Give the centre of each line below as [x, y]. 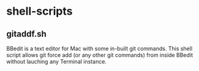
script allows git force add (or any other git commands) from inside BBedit [99, 55]
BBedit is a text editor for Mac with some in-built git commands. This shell [99, 48]
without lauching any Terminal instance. [57, 62]
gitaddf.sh [27, 34]
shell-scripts [39, 11]
